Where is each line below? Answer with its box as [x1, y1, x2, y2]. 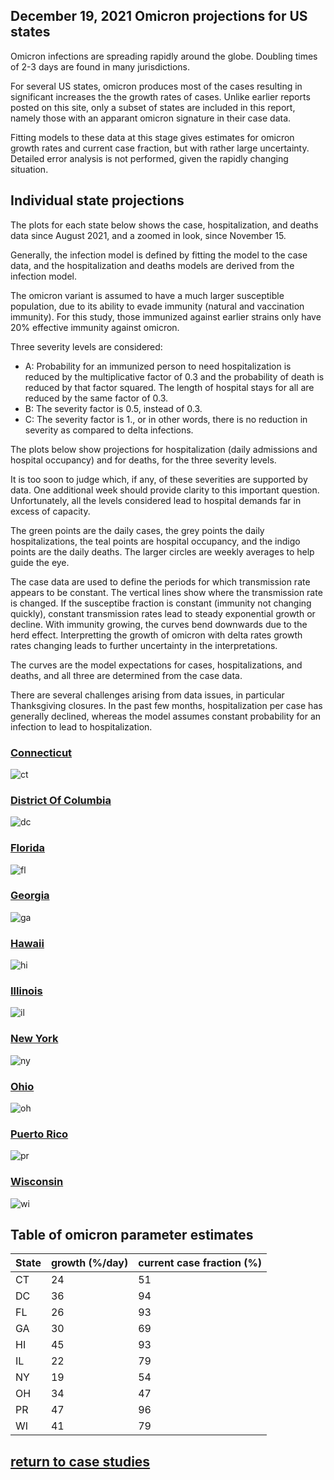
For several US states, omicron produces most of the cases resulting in [10, 80, 303, 92]
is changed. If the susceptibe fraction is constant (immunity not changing [10, 597, 312, 609]
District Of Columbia [10, 793, 112, 807]
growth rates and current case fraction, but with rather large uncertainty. [10, 142, 310, 154]
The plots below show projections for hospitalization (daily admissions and [10, 443, 318, 455]
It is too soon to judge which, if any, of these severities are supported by [10, 473, 308, 485]
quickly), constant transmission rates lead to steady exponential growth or [10, 607, 316, 619]
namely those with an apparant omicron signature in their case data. [10, 112, 292, 124]
